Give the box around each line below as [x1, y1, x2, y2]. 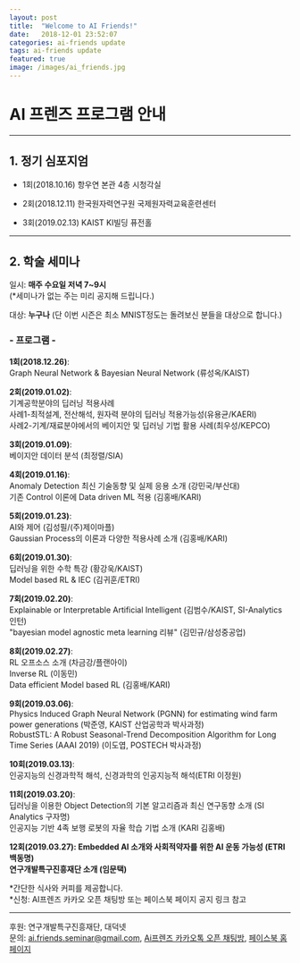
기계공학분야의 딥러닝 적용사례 [9, 397, 115, 408]
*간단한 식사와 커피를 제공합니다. [9, 883, 123, 893]
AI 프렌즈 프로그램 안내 [9, 105, 167, 125]
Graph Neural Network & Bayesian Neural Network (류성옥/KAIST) [9, 367, 250, 378]
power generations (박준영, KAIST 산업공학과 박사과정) [9, 719, 204, 730]
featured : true [9, 55, 66, 63]
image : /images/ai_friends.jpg [9, 63, 126, 72]
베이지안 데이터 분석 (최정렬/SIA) [9, 450, 124, 460]
